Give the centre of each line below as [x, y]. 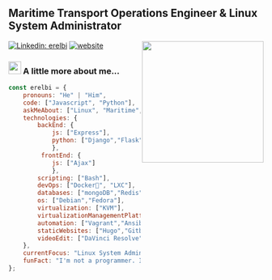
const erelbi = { [38, 88]
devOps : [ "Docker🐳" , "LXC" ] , [87, 185]
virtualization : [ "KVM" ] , [81, 208]
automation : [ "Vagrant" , [79, 223]
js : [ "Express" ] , [81, 133]
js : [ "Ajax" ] [73, 163]
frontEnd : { [61, 155]
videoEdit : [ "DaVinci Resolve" [90, 238]
